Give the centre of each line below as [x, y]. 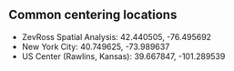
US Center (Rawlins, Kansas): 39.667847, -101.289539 [123, 56]
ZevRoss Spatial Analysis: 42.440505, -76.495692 [116, 36]
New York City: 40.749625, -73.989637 [96, 46]
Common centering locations [93, 15]
